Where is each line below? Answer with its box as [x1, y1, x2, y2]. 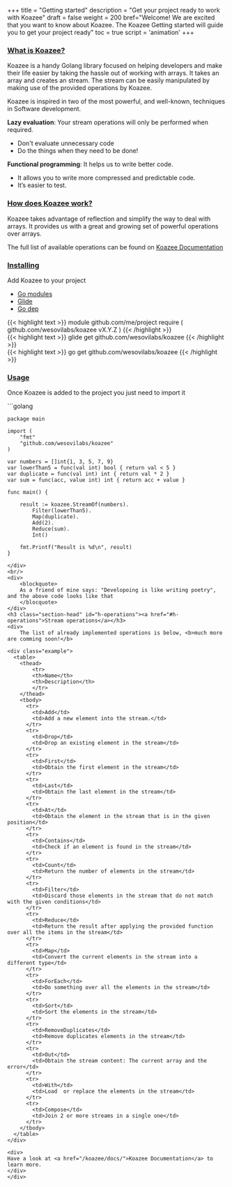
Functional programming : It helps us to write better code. [7, 160, 173, 168]
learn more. [7, 1161, 42, 1169]
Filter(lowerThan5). [32, 507, 92, 514]
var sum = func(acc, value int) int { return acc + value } [7, 476, 186, 484]
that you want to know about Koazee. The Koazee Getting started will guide [7, 21, 224, 29]
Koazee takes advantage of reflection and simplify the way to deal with [7, 214, 211, 223]
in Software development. [7, 105, 82, 113]
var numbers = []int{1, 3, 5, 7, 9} [7, 458, 114, 465]
